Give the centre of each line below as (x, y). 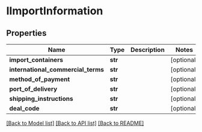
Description (148, 50)
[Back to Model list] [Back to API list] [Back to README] (75, 123)
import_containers (36, 60)
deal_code (25, 108)
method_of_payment (40, 79)
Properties (26, 33)
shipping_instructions (41, 99)
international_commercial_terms (57, 70)
